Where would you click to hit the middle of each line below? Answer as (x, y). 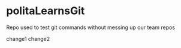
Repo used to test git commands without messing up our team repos (91, 27)
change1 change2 (28, 39)
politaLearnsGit (46, 11)
